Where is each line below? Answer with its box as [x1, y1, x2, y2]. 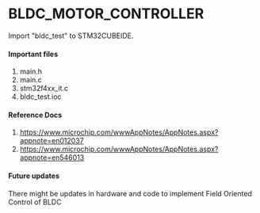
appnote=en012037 [19, 136, 85, 146]
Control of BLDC [8, 197, 62, 207]
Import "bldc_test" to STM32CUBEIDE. [8, 31, 134, 40]
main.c [19, 75, 42, 85]
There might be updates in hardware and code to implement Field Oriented [8, 188, 252, 198]
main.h [19, 67, 42, 76]
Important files [8, 49, 59, 59]
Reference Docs [8, 110, 63, 120]
